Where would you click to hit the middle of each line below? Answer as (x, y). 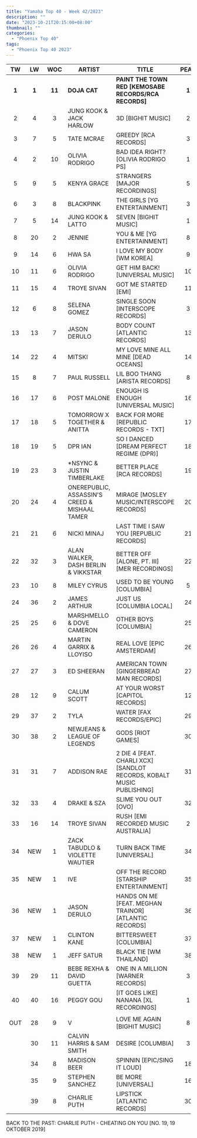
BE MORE (129, 1077)
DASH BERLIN (87, 565)
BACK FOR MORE (140, 415)
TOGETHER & (86, 422)
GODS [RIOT (133, 732)
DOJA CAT (83, 90)
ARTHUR (80, 606)
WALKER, (81, 557)
